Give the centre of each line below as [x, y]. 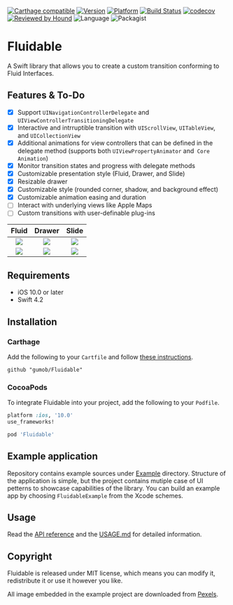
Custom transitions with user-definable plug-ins [86, 213]
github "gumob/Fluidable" [45, 370]
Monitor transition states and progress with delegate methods [106, 165]
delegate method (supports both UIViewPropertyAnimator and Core [113, 151]
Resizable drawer [42, 181]
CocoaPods [27, 387]
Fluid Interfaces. [31, 73]
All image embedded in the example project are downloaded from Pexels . [113, 594]
